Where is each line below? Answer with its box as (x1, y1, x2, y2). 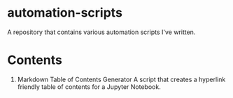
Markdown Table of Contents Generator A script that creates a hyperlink (17, 75, 226, 83)
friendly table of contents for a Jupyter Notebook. (17, 82, 161, 91)
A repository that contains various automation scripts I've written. (7, 28, 196, 36)
